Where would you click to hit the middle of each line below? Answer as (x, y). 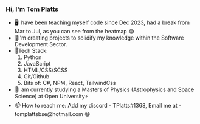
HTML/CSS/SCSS (46, 70)
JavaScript (37, 64)
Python (33, 57)
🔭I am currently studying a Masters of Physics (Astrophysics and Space (104, 89)
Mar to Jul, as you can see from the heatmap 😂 (74, 32)
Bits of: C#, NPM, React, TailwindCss (70, 83)
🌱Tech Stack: (31, 51)
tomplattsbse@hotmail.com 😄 (52, 114)
